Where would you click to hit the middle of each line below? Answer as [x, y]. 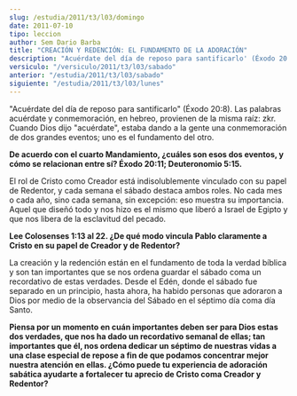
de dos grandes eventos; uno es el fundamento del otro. [112, 137]
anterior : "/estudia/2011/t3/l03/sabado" [87, 75]
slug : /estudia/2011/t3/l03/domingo [77, 17]
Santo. [21, 309]
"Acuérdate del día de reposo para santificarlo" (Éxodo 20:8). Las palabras [145, 108]
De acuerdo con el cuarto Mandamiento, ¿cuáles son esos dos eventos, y [146, 154]
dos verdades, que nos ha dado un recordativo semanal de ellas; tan [137, 336]
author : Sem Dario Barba [55, 42]
